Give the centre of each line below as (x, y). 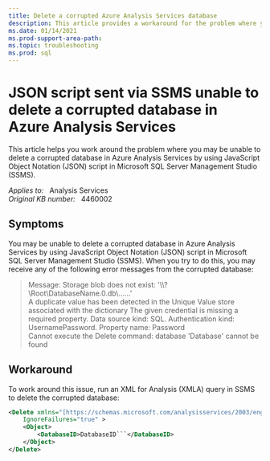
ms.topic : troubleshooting (53, 46)
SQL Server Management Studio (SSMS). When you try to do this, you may (132, 260)
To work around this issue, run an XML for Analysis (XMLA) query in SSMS (132, 389)
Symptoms (36, 224)
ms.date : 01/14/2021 (43, 31)
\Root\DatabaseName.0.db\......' (80, 293)
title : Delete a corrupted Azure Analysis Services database (113, 16)
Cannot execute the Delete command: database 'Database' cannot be (143, 336)
